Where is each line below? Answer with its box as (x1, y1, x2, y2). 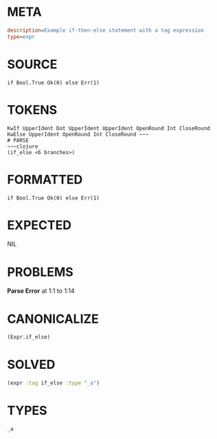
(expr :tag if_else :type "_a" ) (7, 380, 100, 387)
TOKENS (7, 102, 58, 118)
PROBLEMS (7, 264, 73, 279)
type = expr (7, 33, 36, 40)
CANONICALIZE (7, 311, 100, 327)
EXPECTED (7, 217, 72, 233)
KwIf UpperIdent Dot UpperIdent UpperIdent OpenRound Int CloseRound (7, 125, 211, 131)
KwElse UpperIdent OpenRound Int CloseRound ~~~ (7, 131, 149, 138)
